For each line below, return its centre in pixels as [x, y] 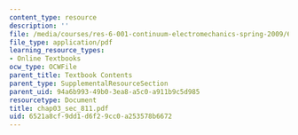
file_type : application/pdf [61, 42]
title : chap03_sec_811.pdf [59, 108]
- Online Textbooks [45, 59]
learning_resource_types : [57, 51]
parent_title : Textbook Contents [71, 75]
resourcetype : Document [53, 100]
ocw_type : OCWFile [43, 67]
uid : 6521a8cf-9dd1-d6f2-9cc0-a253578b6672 [91, 116]
